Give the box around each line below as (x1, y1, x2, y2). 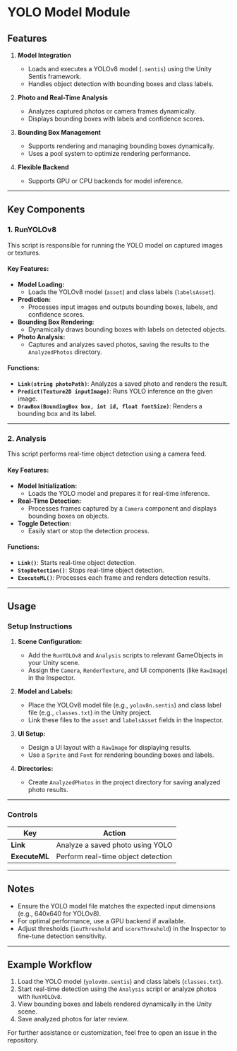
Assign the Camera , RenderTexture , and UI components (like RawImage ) (28, 666, 228, 674)
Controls (7, 810, 38, 820)
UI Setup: (17, 729, 46, 738)
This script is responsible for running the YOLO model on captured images (7, 241, 224, 249)
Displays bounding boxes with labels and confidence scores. (28, 114, 205, 123)
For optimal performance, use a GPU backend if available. (17, 916, 186, 925)
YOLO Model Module (7, 4, 130, 20)
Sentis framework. (28, 72, 82, 80)
